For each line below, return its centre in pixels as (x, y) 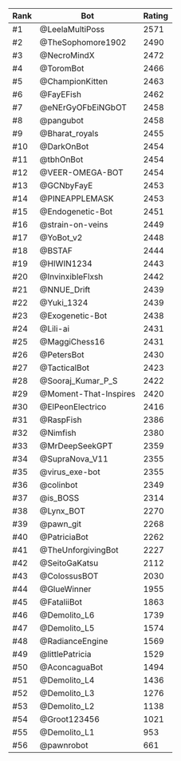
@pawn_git (61, 524)
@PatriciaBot (64, 537)
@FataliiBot (61, 602)
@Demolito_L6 (67, 615)
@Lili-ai (55, 329)
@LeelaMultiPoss (72, 29)
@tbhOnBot (61, 159)
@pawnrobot (64, 745)
